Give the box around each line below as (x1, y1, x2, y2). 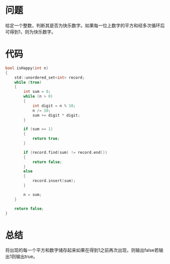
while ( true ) (14, 80, 42, 85)
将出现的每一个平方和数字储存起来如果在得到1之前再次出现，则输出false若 (5, 247, 159, 253)
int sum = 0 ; (23, 89, 51, 94)
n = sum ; (23, 192, 42, 197)
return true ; (32, 136, 60, 141)
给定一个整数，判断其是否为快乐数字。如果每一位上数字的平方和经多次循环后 (5, 22, 165, 28)
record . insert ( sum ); (32, 178, 76, 183)
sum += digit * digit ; (32, 113, 80, 118)
